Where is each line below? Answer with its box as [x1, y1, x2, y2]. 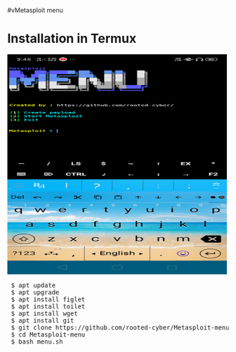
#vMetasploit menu [7, 6, 63, 14]
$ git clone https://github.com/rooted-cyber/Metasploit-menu [11, 323, 230, 332]
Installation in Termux [7, 31, 137, 46]
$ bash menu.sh [11, 337, 63, 346]
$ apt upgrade [11, 288, 60, 296]
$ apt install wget [11, 309, 79, 318]
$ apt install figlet [11, 295, 86, 303]
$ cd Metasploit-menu [11, 330, 86, 339]
